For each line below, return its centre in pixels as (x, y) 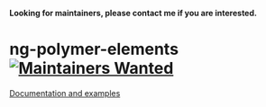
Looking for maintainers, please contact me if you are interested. (133, 13)
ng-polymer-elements (94, 49)
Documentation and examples (65, 93)
